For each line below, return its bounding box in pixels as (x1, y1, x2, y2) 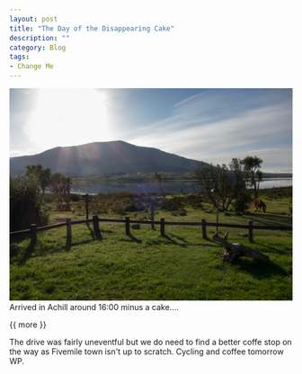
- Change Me (9, 62, 54, 71)
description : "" (9, 33, 70, 42)
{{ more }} (9, 319, 47, 330)
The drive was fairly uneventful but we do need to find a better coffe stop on (9, 337, 292, 347)
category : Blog (9, 43, 67, 52)
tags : (9, 52, 30, 62)
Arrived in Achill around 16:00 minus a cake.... (9, 302, 180, 312)
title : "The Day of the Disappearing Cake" (9, 23, 175, 33)
